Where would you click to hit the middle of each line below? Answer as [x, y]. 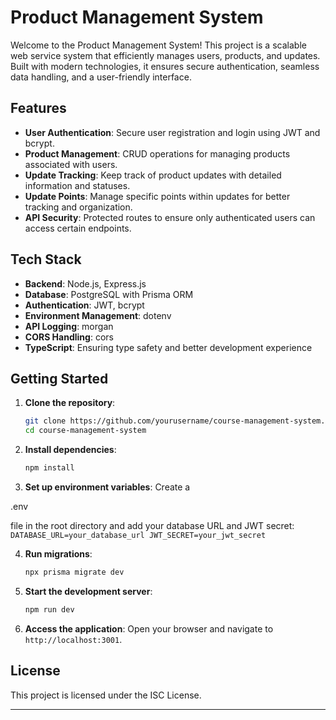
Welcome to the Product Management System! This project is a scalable [158, 45]
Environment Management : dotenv [98, 315]
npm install [49, 468]
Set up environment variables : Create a [107, 487]
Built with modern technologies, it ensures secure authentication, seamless [165, 66]
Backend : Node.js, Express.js [85, 283]
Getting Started [59, 378]
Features [38, 108]
